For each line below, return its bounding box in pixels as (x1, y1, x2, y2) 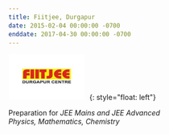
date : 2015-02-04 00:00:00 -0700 (8, 21, 121, 30)
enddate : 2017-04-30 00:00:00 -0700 (8, 30, 131, 38)
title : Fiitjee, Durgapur (8, 13, 95, 21)
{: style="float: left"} (89, 93, 157, 103)
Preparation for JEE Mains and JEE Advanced (8, 108, 161, 118)
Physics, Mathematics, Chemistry (8, 117, 120, 127)
